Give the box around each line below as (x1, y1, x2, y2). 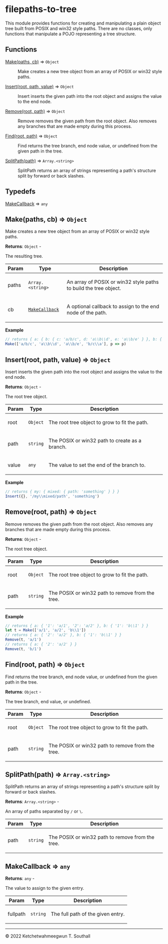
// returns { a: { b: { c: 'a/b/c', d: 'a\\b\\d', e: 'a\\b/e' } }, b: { (5, 337, 162, 342)
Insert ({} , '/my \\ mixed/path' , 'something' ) (5, 494, 99, 499)
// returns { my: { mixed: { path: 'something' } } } (5, 489, 120, 494)
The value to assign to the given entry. (5, 885, 84, 891)
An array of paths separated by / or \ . (5, 809, 83, 815)
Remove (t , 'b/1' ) (5, 646, 41, 652)
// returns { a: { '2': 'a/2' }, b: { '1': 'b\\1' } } (5, 633, 122, 638)
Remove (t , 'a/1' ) (5, 637, 41, 643)
